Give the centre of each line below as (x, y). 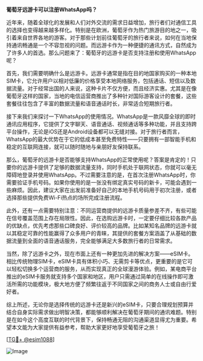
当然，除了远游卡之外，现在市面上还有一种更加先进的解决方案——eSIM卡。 (100, 254)
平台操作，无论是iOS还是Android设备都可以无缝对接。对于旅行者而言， (95, 132)
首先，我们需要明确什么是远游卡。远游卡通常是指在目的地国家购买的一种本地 (101, 73)
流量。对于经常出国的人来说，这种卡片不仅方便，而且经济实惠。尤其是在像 (104, 88)
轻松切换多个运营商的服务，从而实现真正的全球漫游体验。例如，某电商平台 (104, 269)
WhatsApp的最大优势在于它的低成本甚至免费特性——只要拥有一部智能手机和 (101, 139)
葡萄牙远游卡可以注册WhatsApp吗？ (52, 9)
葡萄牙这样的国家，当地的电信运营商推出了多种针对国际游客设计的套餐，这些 (101, 96)
